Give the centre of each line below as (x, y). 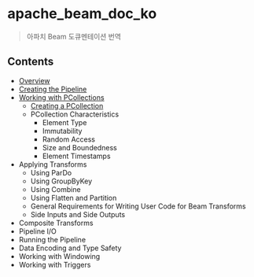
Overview (34, 80)
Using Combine (55, 189)
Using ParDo (51, 172)
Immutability (62, 131)
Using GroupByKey (61, 181)
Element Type (64, 122)
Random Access (69, 139)
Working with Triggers (55, 264)
